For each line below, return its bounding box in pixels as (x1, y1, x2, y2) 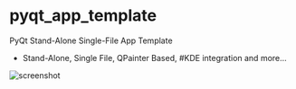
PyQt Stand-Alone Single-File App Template (9, 35, 174, 46)
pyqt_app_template (9, 5, 157, 26)
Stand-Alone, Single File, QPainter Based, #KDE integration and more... (22, 52, 287, 63)
